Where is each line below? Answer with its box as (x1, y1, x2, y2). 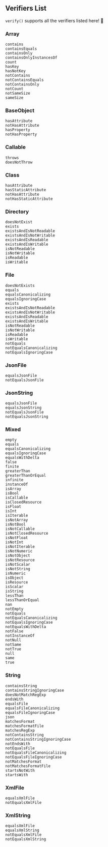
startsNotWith (5, 768, 35, 773)
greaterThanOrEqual (5, 473, 46, 478)
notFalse (5, 629, 24, 634)
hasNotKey (5, 69, 26, 74)
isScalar (5, 585, 24, 590)
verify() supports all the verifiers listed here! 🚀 (5, 17, 104, 23)
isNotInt (5, 540, 24, 545)
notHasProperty (5, 132, 37, 137)
